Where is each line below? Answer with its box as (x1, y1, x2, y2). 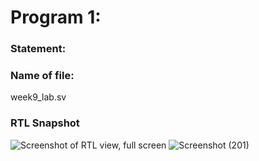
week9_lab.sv (10, 91, 67, 103)
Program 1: (10, 6, 102, 29)
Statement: (10, 42, 67, 56)
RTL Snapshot (10, 116, 80, 130)
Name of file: (10, 69, 75, 83)
